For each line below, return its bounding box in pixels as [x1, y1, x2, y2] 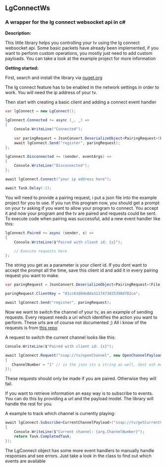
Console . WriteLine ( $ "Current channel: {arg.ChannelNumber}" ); [14, 429, 145, 434]
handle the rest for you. [5, 401, 53, 407]
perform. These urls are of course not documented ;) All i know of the [5, 319, 147, 326]
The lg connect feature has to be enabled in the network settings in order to [5, 84, 160, 90]
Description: [5, 30, 31, 36]
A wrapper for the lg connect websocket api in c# [5, 19, 126, 26]
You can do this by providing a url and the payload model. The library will [5, 396, 154, 402]
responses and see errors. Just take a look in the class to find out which [5, 453, 152, 459]
